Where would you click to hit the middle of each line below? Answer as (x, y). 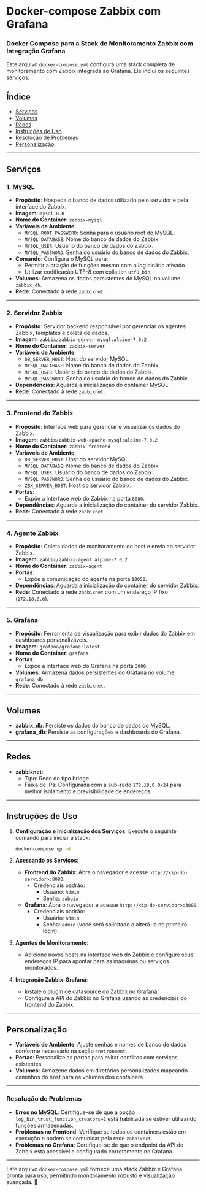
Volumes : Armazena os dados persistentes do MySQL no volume (98, 278)
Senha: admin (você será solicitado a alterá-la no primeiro (115, 925)
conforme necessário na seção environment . (71, 1051)
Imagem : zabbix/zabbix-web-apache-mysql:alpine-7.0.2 (86, 439)
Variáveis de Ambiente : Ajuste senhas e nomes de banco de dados (101, 1045)
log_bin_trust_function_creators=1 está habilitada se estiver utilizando (106, 1118)
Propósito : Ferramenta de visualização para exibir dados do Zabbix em (105, 634)
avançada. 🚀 (22, 1182)
